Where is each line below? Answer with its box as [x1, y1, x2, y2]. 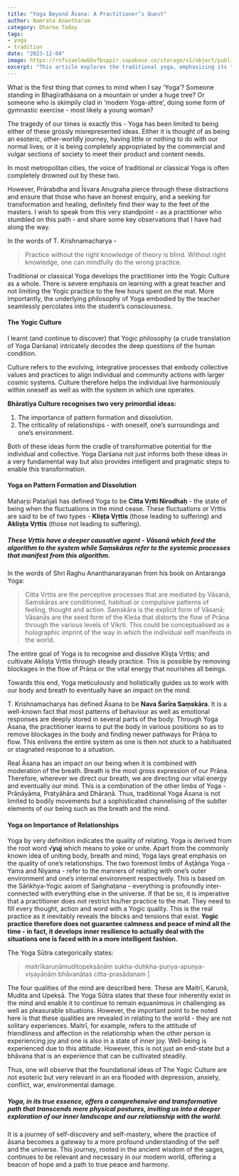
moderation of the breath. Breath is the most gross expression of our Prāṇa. [7, 767, 229, 775]
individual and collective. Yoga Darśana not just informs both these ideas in [7, 449, 228, 458]
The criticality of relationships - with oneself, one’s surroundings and [17, 421, 219, 429]
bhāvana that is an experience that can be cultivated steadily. [7, 1051, 187, 1061]
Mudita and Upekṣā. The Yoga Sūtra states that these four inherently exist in [7, 991, 231, 1000]
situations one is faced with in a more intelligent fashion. [7, 935, 178, 943]
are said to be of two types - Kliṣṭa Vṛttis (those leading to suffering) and [7, 512, 223, 520]
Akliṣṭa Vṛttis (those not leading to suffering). [7, 520, 142, 528]
